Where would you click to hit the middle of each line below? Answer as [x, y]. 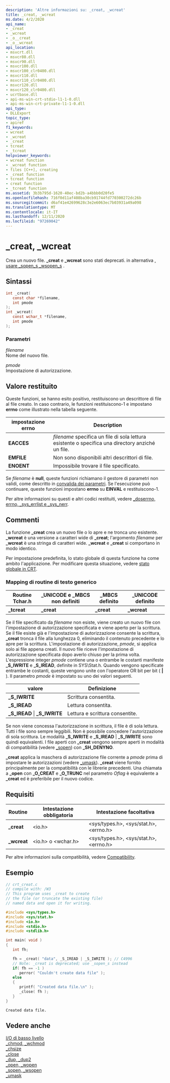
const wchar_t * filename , [40, 317]
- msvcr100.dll [22, 66]
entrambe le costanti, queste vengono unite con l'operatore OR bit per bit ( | [84, 671]
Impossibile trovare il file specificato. [97, 465]
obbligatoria [58, 815]
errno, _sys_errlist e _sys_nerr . [37, 504]
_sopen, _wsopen [24, 1070]
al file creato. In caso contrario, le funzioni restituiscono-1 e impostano [79, 404]
